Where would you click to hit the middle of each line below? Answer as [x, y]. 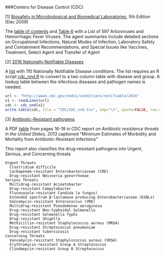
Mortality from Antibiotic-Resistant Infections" [52, 139]
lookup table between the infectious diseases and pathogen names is [75, 82]
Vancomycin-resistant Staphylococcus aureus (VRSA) [64, 240]
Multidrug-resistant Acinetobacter [46, 184]
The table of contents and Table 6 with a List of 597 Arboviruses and [74, 31]
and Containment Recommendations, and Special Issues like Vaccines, [77, 47]
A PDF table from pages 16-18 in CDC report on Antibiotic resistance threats [82, 128]
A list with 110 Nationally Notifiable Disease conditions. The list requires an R [82, 71]
